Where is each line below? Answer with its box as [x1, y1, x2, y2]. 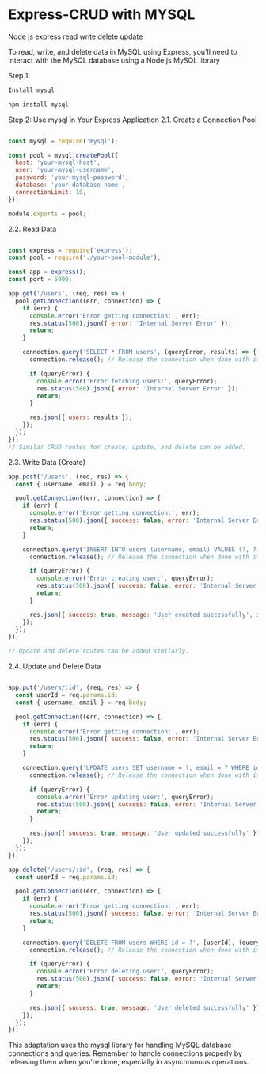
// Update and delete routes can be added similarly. [8, 647, 190, 655]
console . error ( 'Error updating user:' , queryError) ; [36, 793, 215, 801]
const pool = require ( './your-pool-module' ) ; [8, 253, 161, 262]
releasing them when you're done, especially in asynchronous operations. [8, 1057, 249, 1067]
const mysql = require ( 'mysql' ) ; [8, 137, 119, 145]
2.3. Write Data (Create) [8, 457, 85, 467]
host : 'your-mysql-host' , [15, 158, 101, 167]
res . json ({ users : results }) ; [28, 413, 133, 421]
